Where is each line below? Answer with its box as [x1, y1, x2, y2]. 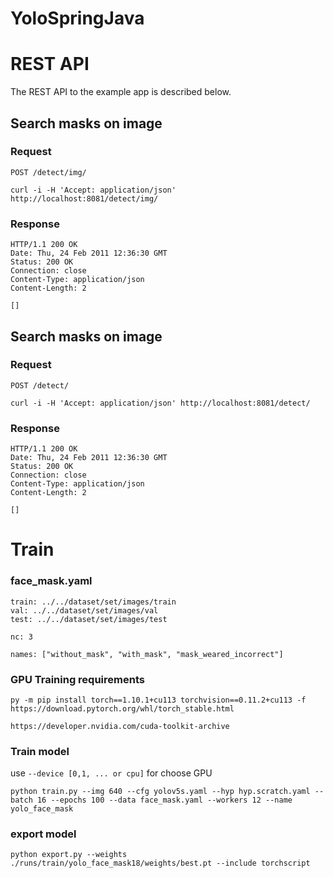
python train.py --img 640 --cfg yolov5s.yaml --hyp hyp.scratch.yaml [10, 787, 311, 797]
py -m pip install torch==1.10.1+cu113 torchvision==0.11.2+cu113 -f [10, 695, 307, 705]
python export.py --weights [10, 850, 128, 860]
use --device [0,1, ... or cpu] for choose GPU [10, 767, 213, 779]
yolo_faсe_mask [10, 804, 74, 814]
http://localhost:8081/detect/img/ [10, 193, 159, 204]
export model [10, 827, 77, 841]
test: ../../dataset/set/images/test [10, 614, 168, 624]
